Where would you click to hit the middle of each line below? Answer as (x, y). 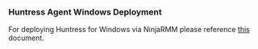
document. (26, 38)
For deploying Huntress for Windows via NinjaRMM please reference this (129, 30)
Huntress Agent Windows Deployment (85, 12)
